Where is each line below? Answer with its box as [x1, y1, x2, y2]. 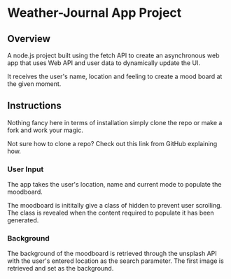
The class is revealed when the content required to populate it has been [7, 208, 215, 217]
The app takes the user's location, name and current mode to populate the [7, 180, 222, 189]
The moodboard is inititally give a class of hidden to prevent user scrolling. [7, 201, 223, 210]
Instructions [7, 100, 62, 112]
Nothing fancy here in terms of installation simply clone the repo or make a [7, 118, 223, 127]
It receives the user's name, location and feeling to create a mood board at [7, 72, 223, 80]
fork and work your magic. [7, 126, 84, 134]
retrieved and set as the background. [7, 264, 114, 273]
